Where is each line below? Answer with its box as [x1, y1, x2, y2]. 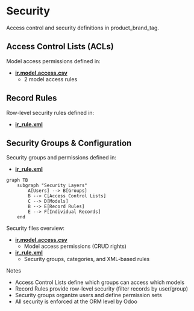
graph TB [6, 177, 28, 183]
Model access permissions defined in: [6, 57, 101, 64]
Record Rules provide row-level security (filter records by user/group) [14, 285, 189, 292]
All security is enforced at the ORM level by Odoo [14, 298, 137, 305]
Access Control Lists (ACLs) [6, 42, 114, 52]
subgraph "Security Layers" [17, 182, 87, 189]
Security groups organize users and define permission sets [14, 292, 162, 299]
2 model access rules [23, 75, 78, 82]
